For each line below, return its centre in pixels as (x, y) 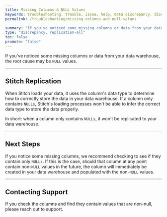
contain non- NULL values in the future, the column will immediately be (76, 166)
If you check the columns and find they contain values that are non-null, (79, 204)
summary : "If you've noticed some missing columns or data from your (79, 28)
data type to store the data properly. (42, 109)
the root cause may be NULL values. (41, 61)
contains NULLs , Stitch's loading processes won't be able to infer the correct (83, 104)
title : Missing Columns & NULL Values (45, 10)
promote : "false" (23, 42)
